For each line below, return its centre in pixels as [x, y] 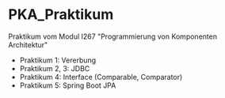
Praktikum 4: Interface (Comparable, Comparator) [101, 77]
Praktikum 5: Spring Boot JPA [68, 85]
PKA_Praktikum [61, 15]
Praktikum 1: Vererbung [58, 60]
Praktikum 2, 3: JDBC [55, 68]
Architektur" [28, 44]
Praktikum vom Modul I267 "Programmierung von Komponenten [113, 36]
